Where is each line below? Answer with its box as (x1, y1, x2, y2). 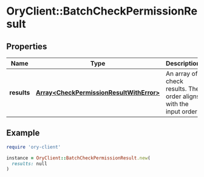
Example (6, 128, 40, 138)
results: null (12, 161, 47, 167)
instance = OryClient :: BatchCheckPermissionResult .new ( (6, 155, 151, 161)
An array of (166, 70, 198, 78)
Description (166, 59, 200, 67)
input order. (166, 107, 199, 116)
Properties (6, 41, 47, 52)
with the (166, 100, 189, 108)
